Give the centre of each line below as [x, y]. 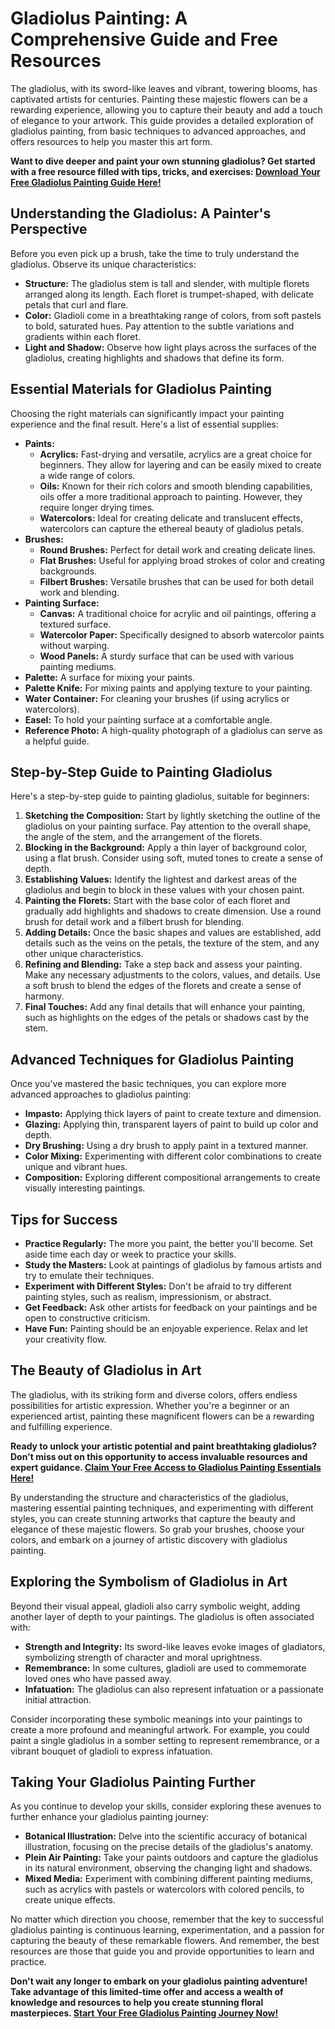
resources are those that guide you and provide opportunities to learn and [162, 1951]
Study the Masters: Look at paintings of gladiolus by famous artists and [173, 1265]
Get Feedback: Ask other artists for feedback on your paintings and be [171, 1307]
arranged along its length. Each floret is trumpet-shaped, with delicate [169, 294]
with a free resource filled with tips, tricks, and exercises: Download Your [165, 171]
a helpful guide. [57, 741]
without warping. [74, 645]
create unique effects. [70, 1900]
